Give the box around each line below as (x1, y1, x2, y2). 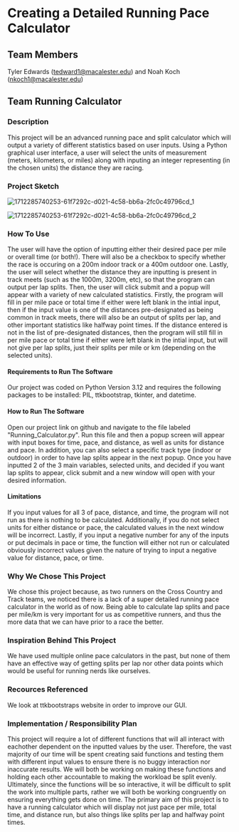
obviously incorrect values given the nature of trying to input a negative (7, 546, 217, 554)
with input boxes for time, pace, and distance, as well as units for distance (7, 438, 225, 447)
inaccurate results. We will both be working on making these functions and (7, 765, 226, 774)
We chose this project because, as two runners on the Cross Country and (7, 588, 223, 596)
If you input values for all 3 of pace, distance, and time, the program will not (7, 508, 229, 516)
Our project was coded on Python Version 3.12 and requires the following (7, 383, 222, 392)
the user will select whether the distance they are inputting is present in (7, 268, 217, 276)
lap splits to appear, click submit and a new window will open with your (7, 468, 216, 477)
